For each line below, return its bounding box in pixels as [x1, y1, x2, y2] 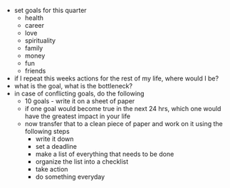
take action [35, 165, 68, 173]
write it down [35, 135, 74, 143]
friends [24, 67, 46, 75]
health [24, 14, 44, 22]
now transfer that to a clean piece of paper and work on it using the [24, 120, 223, 127]
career [24, 21, 45, 29]
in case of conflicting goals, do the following [14, 89, 145, 98]
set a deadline [35, 142, 77, 150]
